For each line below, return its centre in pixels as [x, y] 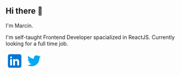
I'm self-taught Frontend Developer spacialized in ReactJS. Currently [90, 37]
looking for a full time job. [37, 43]
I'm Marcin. [19, 25]
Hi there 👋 [24, 11]
